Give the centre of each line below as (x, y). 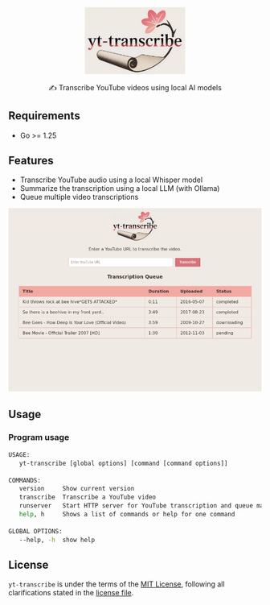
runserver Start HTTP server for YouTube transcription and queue (136, 506)
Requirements (44, 116)
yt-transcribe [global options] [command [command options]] (123, 463)
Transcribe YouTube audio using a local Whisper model (111, 180)
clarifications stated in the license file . (71, 593)
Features (31, 160)
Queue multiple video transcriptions (79, 197)
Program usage (39, 437)
